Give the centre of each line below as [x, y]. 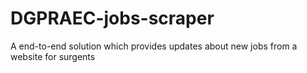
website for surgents [53, 56]
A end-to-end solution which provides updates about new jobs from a [154, 46]
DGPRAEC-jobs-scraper [112, 18]
